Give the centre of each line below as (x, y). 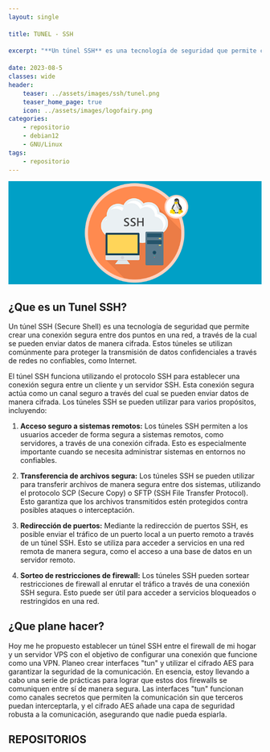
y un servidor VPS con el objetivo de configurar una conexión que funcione (133, 654)
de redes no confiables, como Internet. (73, 361)
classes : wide (32, 76)
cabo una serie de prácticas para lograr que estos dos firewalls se (118, 680)
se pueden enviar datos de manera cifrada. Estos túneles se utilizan (121, 344)
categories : (28, 119)
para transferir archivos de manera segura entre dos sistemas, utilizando (140, 485)
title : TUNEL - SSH (41, 34)
